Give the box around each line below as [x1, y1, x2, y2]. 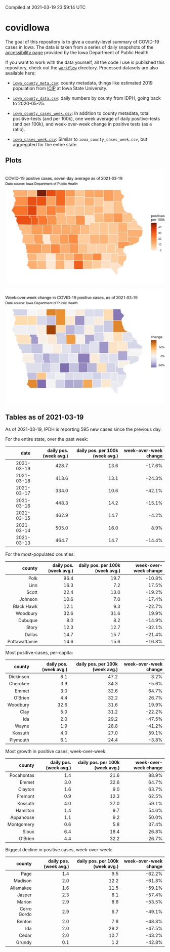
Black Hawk [13, 603, 38, 609]
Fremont [17, 793, 34, 799]
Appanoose [10, 814, 34, 820]
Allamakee [10, 885, 32, 891]
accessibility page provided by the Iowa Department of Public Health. [5, 49, 150, 55]
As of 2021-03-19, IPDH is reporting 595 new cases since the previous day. [5, 426, 162, 432]
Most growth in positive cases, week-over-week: [5, 748, 107, 754]
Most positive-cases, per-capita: [5, 650, 73, 656]
